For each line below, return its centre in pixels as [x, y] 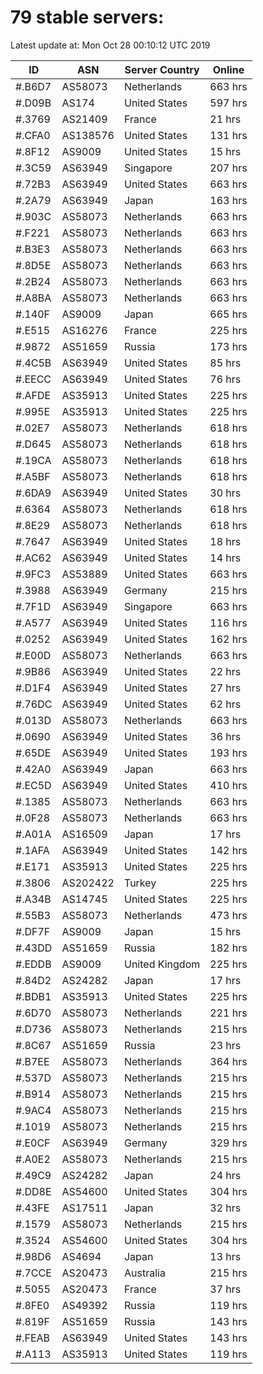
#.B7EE [32, 1061]
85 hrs [225, 363]
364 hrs [228, 1061]
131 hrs [228, 135]
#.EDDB [33, 964]
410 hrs [228, 785]
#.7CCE [33, 1273]
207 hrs [228, 168]
